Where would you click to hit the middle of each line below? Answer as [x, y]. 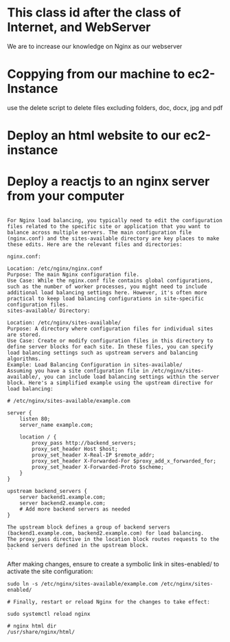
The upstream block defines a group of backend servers [89, 527]
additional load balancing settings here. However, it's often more [107, 293]
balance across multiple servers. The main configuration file [100, 232]
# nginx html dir [32, 626]
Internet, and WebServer [79, 27]
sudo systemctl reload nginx [49, 614]
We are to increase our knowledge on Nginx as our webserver [95, 46]
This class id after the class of [94, 13]
